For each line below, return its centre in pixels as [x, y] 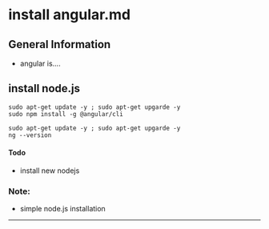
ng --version [30, 135]
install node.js [44, 88]
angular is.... [40, 63]
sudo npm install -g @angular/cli [66, 114]
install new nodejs [50, 171]
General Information [60, 44]
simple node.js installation [62, 209]
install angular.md [70, 15]
